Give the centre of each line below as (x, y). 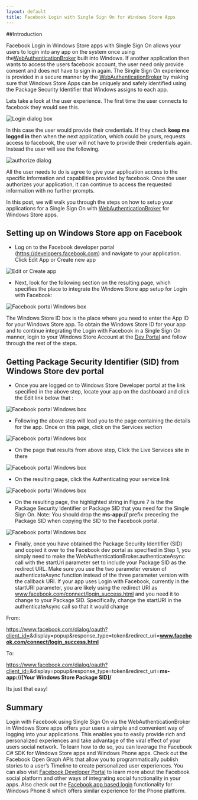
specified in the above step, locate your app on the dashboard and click (102, 392)
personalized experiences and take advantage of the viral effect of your (93, 740)
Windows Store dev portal (55, 371)
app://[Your (21, 678)
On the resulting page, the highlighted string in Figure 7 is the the (94, 502)
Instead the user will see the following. (53, 149)
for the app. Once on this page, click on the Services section (88, 427)
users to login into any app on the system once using (70, 51)
